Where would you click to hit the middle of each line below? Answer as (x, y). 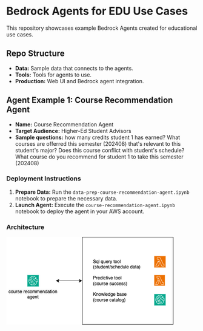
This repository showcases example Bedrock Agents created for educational (102, 28)
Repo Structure (35, 54)
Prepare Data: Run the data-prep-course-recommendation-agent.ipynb (102, 192)
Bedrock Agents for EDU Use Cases (97, 11)
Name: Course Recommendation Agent (64, 124)
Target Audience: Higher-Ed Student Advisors (73, 131)
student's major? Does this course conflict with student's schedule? (100, 150)
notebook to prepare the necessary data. (66, 198)
